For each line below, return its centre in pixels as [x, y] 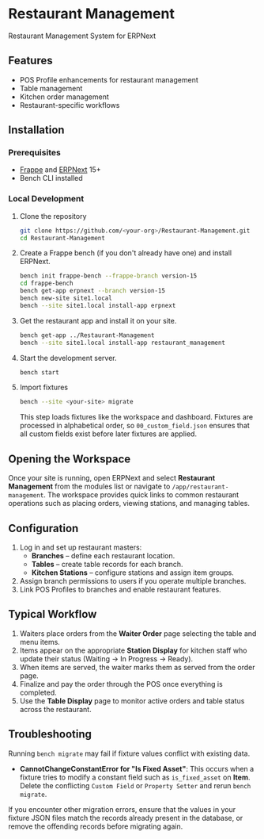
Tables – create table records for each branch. [107, 564]
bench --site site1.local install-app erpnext [98, 305]
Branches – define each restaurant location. [103, 555]
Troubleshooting [50, 734]
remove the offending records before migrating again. [96, 826]
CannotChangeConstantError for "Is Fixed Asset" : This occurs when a [137, 768]
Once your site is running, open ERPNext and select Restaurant [112, 478]
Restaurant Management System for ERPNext [82, 36]
